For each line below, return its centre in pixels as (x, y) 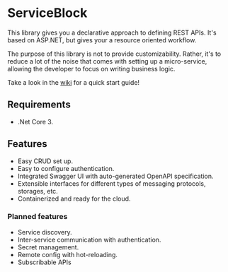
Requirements (39, 105)
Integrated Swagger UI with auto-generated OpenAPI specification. (115, 176)
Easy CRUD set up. (45, 161)
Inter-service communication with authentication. (89, 240)
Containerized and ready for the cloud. (74, 199)
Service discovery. (45, 232)
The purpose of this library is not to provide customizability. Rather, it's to (114, 54)
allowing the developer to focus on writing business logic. (91, 69)
